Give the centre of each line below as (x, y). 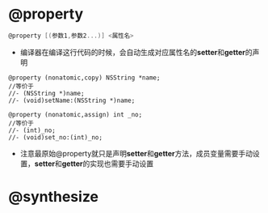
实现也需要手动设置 (122, 164)
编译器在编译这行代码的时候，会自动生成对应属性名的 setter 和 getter (133, 52)
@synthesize (54, 197)
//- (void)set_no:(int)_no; (56, 137)
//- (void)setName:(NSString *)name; (72, 100)
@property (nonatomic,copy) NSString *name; (84, 78)
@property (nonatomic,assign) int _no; (75, 114)
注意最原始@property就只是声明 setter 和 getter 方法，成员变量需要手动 (136, 153)
